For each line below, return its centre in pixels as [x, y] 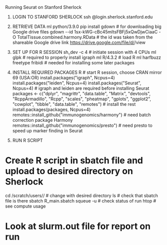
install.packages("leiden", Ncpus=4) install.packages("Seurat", [77, 83]
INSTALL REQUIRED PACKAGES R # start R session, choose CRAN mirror [87, 72]
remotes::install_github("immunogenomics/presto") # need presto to [83, 125]
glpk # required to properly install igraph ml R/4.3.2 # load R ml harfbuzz [86, 57]
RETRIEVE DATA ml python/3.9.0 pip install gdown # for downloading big [87, 26]
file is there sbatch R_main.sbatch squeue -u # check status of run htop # [81, 201]
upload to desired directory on [69, 171]
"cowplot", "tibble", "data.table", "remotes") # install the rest [74, 104]
